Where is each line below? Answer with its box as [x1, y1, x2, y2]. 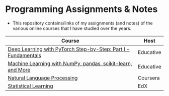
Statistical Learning [8, 82, 54, 89]
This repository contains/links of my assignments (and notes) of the [12, 20, 153, 26]
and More [8, 66, 31, 73]
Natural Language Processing [8, 74, 78, 81]
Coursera [137, 74, 160, 81]
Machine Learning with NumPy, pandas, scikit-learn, [8, 60, 132, 67]
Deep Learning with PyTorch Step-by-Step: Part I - [8, 45, 130, 52]
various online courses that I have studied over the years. [12, 25, 132, 31]
